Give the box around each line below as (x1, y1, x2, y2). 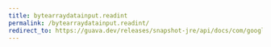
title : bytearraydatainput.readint (8, 11, 128, 20)
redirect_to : (8, 26, 52, 34)
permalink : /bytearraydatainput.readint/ (8, 19, 150, 27)
